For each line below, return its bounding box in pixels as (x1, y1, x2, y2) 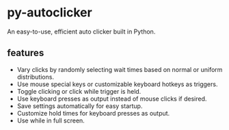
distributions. (16, 73, 55, 81)
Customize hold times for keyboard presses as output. (16, 109, 170, 117)
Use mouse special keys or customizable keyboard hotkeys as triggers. (16, 80, 218, 88)
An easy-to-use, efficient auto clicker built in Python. (7, 27, 156, 36)
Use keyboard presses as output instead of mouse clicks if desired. (16, 94, 207, 103)
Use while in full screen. (16, 116, 85, 125)
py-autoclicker (7, 5, 92, 21)
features (7, 47, 44, 59)
